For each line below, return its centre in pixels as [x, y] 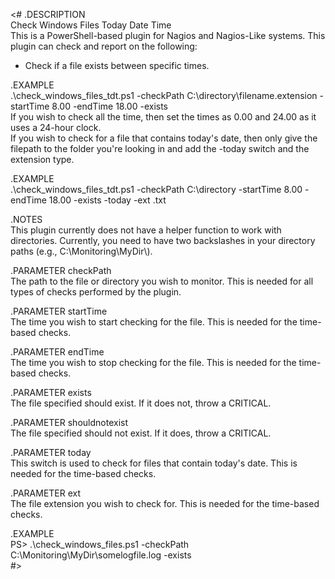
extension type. [42, 159]
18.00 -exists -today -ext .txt [107, 200]
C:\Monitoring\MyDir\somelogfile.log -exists [101, 555]
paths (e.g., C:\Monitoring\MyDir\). [81, 251]
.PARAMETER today [51, 452]
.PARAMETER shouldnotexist [69, 422]
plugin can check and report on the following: [104, 46]
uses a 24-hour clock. [56, 127]
